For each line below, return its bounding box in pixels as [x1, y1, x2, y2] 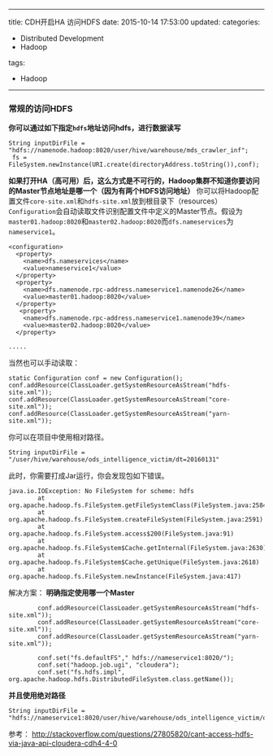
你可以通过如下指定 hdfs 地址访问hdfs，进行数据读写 [8, 123, 181, 133]
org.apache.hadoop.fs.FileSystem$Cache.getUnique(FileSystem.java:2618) [8, 558, 260, 566]
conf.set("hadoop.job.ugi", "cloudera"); [37, 661, 180, 670]
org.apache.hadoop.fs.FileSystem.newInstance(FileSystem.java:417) [8, 573, 242, 581]
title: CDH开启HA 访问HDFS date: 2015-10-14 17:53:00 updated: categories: [8, 17, 261, 27]
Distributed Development [19, 33, 104, 43]
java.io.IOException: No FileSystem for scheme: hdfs [8, 487, 195, 496]
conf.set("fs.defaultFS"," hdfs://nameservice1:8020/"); [37, 654, 234, 662]
